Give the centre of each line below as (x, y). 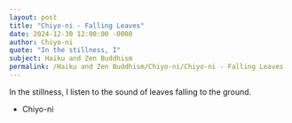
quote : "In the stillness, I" (65, 50)
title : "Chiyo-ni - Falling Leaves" (77, 26)
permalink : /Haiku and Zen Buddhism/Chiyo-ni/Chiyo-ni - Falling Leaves (146, 67)
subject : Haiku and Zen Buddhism (71, 58)
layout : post (33, 17)
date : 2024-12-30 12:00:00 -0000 (71, 34)
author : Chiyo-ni (41, 42)
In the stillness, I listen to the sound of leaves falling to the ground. (130, 92)
